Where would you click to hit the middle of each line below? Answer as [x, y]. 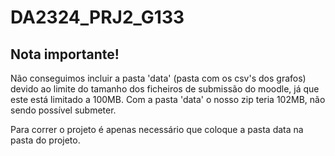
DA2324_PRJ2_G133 [97, 17]
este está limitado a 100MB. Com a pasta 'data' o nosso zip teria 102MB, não [168, 99]
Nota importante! [65, 54]
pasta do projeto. [45, 140]
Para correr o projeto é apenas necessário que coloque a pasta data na [157, 129]
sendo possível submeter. [63, 110]
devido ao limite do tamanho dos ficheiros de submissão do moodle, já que [165, 89]
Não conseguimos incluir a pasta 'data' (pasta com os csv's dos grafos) [158, 78]
